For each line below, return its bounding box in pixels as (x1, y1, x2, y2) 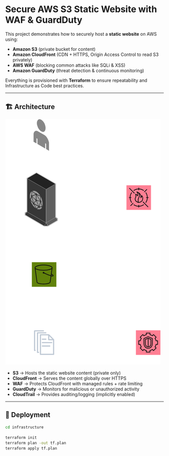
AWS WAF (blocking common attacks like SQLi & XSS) (12, 62, 126, 68)
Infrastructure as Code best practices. (5, 82, 84, 89)
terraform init (5, 435, 37, 440)
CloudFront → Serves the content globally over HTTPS (12, 375, 127, 381)
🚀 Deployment (5, 411, 50, 419)
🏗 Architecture (5, 102, 55, 111)
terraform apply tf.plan (5, 446, 57, 451)
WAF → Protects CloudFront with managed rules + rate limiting (12, 380, 143, 386)
